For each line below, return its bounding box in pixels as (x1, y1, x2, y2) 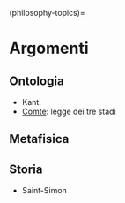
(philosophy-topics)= (9, 8, 85, 18)
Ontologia (9, 73, 64, 88)
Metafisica (9, 132, 70, 147)
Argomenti (9, 39, 89, 58)
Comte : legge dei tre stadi (21, 106, 116, 117)
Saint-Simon (21, 185, 68, 196)
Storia (9, 162, 43, 177)
